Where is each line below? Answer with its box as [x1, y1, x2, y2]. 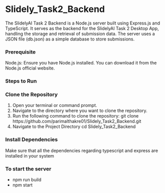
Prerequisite [5, 48, 36, 55]
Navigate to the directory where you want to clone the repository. [12, 107, 148, 113]
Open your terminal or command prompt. [12, 102, 97, 108]
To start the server [5, 165, 52, 172]
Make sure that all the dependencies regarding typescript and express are [5, 147, 158, 153]
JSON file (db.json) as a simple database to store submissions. [5, 36, 135, 42]
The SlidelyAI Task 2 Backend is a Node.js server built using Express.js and [5, 20, 160, 26]
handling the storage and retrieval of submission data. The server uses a [5, 30, 155, 36]
